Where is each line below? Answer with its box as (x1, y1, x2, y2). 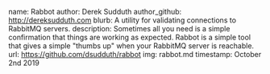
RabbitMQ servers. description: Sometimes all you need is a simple (8, 24, 231, 33)
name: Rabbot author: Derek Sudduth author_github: (8, 7, 182, 16)
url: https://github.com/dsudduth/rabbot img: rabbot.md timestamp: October (8, 50, 262, 59)
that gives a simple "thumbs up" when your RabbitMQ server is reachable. (8, 41, 255, 51)
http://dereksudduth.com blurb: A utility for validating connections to (8, 15, 236, 25)
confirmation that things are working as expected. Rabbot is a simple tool (8, 32, 251, 42)
